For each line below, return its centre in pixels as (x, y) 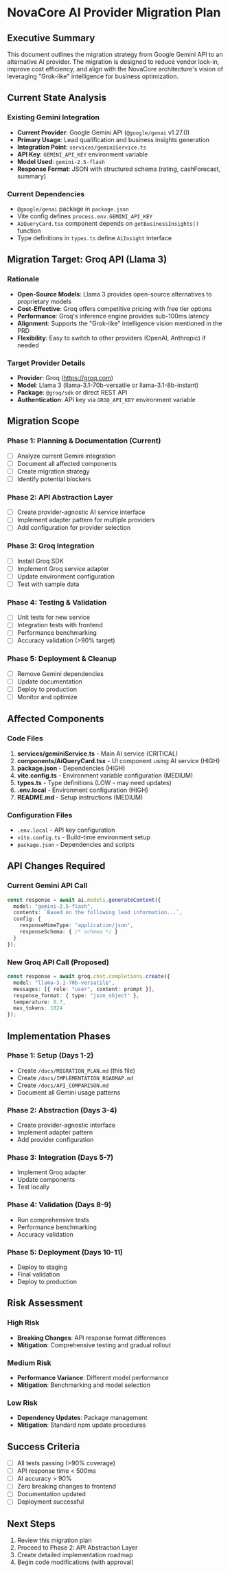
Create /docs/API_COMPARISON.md (63, 1085)
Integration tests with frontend (60, 625)
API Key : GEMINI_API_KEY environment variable (82, 154)
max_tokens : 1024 (38, 1008)
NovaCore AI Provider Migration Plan (114, 13)
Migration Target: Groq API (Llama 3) (87, 260)
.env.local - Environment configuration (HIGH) (83, 790)
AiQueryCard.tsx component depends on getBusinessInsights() (108, 223)
